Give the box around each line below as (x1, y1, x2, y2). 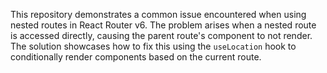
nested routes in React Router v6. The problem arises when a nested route (10, 19, 317, 31)
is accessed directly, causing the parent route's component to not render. (10, 30, 313, 41)
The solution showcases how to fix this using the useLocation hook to (10, 40, 297, 52)
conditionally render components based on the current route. (10, 51, 262, 63)
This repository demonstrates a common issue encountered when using (10, 9, 307, 20)
